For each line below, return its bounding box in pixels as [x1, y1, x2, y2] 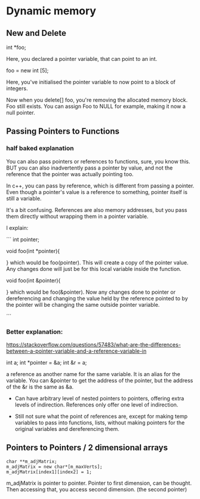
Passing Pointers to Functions [6, 127, 119, 137]
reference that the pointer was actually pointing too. [6, 170, 134, 177]
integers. [6, 85, 28, 92]
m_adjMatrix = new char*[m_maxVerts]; [6, 464, 103, 470]
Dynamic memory [6, 4, 97, 18]
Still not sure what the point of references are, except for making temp [14, 412, 188, 420]
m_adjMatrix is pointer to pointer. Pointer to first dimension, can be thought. [6, 479, 192, 486]
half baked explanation [6, 144, 74, 153]
